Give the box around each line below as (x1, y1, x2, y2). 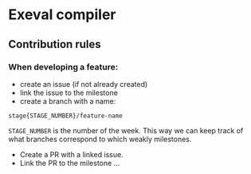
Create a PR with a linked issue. (19, 149, 124, 159)
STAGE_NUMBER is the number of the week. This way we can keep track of (8, 125, 244, 135)
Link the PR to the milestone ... (19, 158, 120, 168)
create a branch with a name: (19, 96, 116, 105)
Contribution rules (8, 38, 101, 51)
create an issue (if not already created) (19, 79, 148, 89)
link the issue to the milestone (19, 88, 118, 97)
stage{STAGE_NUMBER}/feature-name (8, 112, 124, 120)
